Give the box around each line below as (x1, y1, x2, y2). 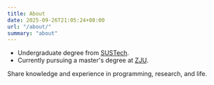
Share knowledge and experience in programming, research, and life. (7, 70, 208, 78)
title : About (7, 10, 46, 17)
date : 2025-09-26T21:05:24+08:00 (7, 17, 105, 24)
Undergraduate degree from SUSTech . (17, 49, 130, 57)
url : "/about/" (7, 23, 52, 30)
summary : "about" (7, 29, 58, 37)
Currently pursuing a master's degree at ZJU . (17, 56, 149, 65)
